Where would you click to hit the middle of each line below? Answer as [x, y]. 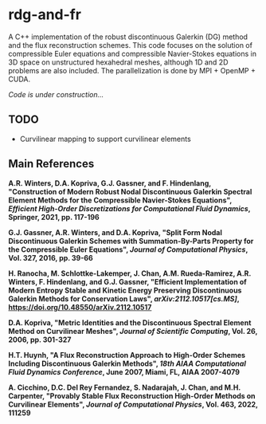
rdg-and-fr [45, 15]
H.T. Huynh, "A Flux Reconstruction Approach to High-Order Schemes [127, 355]
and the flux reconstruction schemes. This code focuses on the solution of [131, 45]
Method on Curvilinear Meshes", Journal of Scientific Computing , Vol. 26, [133, 331]
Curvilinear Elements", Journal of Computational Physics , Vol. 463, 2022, [133, 404]
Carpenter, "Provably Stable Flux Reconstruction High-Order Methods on [132, 395]
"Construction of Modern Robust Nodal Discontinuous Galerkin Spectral [130, 191]
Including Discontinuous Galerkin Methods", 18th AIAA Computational [127, 363]
